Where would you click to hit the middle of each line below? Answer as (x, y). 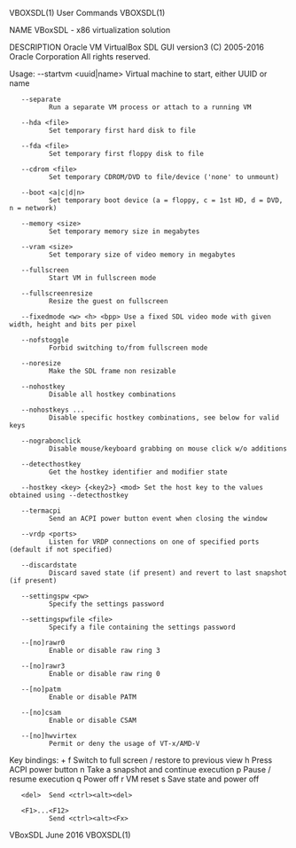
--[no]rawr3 (43, 666)
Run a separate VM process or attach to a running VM (150, 107)
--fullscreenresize (57, 294)
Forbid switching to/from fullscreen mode (128, 348)
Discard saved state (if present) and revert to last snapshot (168, 573)
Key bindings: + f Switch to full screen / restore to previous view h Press (141, 760)
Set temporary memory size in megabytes (124, 232)
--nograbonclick (51, 441)
